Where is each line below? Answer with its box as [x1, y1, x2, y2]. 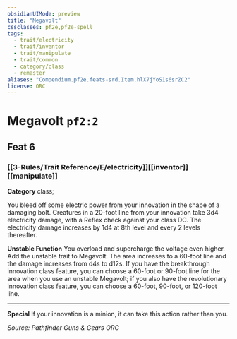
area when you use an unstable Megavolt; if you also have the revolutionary [7, 275, 227, 283]
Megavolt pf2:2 [7, 113, 99, 129]
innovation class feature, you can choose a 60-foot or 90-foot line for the [7, 267, 221, 275]
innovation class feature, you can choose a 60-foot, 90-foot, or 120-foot [7, 282, 217, 290]
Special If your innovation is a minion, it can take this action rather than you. [7, 310, 229, 319]
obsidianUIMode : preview [7, 10, 80, 18]
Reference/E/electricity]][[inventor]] [61, 162, 189, 172]
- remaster [13, 69, 46, 76]
